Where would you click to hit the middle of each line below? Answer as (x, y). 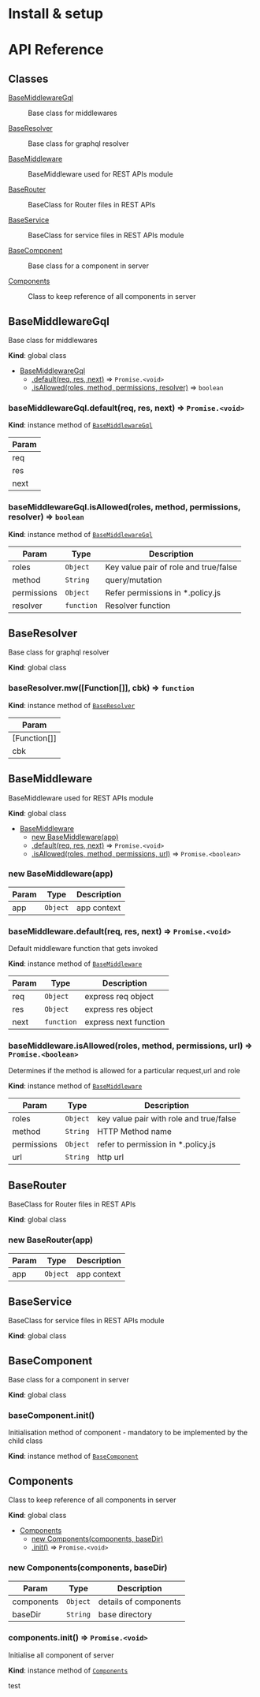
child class (26, 1441)
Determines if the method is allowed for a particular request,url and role (124, 1071)
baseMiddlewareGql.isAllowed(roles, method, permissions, (124, 507)
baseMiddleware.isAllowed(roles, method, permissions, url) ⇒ (130, 1046)
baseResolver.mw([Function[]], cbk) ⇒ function (101, 688)
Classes (28, 78)
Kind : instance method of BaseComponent (74, 1456)
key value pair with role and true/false (167, 1119)
